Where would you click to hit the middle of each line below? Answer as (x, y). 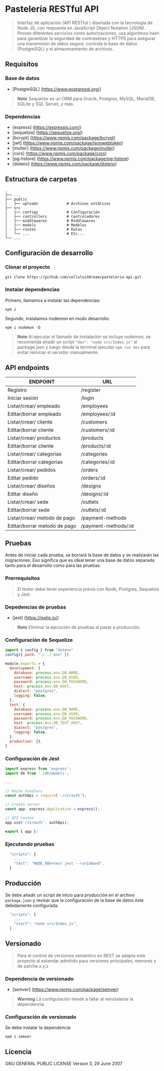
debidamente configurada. (32, 906)
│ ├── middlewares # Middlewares (50, 221)
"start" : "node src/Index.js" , (46, 924)
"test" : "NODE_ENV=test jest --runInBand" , (59, 863)
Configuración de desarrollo (49, 253)
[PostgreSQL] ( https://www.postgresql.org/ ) (57, 89)
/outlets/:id (93, 510)
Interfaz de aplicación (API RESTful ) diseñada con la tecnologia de (85, 23)
